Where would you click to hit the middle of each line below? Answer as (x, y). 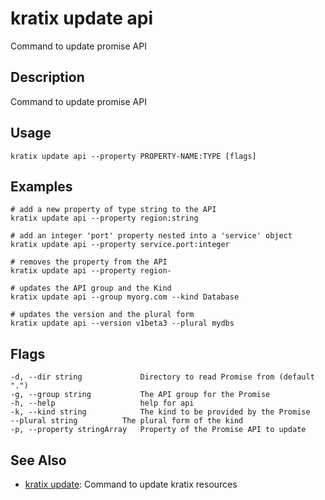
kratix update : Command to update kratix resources (131, 484)
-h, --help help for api (102, 403)
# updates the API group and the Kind (91, 288)
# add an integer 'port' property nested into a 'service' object (151, 236)
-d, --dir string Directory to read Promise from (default (162, 377)
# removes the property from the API (89, 262)
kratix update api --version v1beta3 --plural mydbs (122, 323)
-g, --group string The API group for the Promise (140, 395)
